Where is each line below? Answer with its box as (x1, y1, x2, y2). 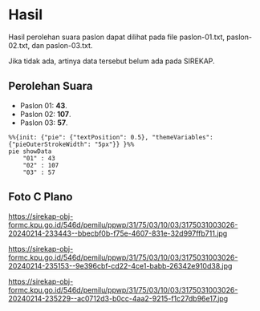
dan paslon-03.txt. (31, 40, 93, 50)
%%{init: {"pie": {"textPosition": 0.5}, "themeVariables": (8, 133, 214, 141)
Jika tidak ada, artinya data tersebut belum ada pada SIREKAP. (8, 56, 215, 66)
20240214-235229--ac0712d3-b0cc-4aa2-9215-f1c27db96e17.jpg (8, 293, 229, 303)
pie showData (8, 147, 52, 155)
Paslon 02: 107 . (19, 109, 71, 119)
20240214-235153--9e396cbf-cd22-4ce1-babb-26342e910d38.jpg (8, 261, 233, 270)
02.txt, (8, 40, 30, 50)
